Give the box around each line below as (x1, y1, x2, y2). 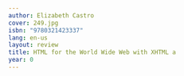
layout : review (8, 41, 59, 49)
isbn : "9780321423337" (8, 26, 84, 34)
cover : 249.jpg (8, 19, 59, 27)
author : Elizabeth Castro (8, 11, 94, 20)
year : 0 (8, 56, 34, 64)
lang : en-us (8, 33, 48, 42)
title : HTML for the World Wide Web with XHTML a (8, 48, 177, 56)
